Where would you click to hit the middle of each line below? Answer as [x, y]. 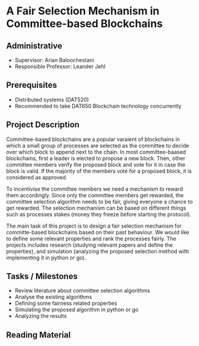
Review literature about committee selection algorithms [83, 290]
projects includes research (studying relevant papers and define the [89, 245]
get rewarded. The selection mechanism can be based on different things [96, 208]
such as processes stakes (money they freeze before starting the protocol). [99, 214]
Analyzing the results [41, 316]
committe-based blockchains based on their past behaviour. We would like [98, 232]
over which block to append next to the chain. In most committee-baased [96, 152]
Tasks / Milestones [42, 276]
